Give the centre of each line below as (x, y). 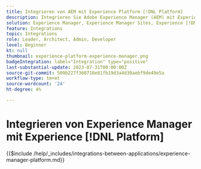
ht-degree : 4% (24, 90)
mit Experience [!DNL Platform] (85, 137)
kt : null (17, 51)
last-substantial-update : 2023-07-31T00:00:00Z (67, 67)
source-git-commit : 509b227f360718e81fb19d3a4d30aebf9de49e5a (85, 73)
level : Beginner (26, 45)
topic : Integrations (32, 34)
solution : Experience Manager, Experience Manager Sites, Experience (95, 23)
